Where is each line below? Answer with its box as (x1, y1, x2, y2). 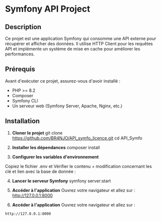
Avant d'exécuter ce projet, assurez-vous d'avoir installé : (5, 78, 121, 84)
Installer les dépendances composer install (12, 144, 100, 150)
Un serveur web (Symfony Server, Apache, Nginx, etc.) (12, 103, 123, 109)
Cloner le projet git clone (12, 130, 63, 136)
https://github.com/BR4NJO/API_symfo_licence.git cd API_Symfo (12, 135, 143, 141)
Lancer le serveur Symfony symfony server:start (12, 178, 111, 184)
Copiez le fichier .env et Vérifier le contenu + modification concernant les (5, 163, 152, 169)
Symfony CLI (12, 98, 38, 103)
